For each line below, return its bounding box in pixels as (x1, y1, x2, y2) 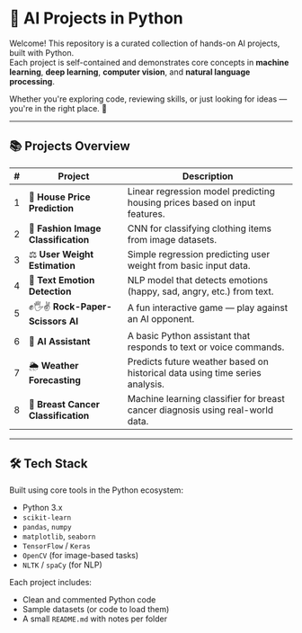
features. (127, 207, 165, 219)
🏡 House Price (28, 191, 91, 203)
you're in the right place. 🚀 (9, 103, 108, 113)
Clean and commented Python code (22, 593, 156, 605)
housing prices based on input (127, 196, 256, 209)
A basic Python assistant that (127, 329, 251, 342)
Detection (28, 285, 72, 298)
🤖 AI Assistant (28, 334, 91, 347)
